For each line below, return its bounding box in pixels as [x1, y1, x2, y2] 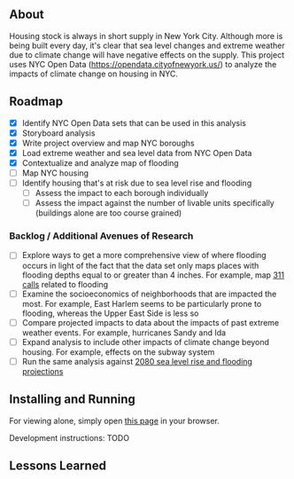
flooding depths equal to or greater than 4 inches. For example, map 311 [21, 270, 285, 280]
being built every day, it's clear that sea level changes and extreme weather [9, 40, 285, 51]
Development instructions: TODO [9, 432, 130, 443]
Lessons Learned [9, 459, 106, 473]
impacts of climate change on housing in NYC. [9, 68, 179, 79]
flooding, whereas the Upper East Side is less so [21, 308, 199, 318]
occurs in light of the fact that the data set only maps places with [21, 260, 259, 271]
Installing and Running [9, 392, 135, 407]
